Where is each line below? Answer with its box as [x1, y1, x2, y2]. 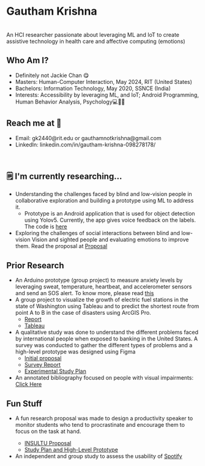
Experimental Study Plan [24, 367, 87, 375]
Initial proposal [24, 355, 62, 362]
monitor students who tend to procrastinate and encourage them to [15, 421, 185, 428]
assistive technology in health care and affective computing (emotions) [6, 37, 185, 45]
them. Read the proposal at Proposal [15, 242, 108, 250]
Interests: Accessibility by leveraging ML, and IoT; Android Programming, [15, 91, 199, 99]
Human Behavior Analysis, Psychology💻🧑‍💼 [15, 98, 125, 105]
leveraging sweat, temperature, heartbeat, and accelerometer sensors [15, 283, 192, 290]
